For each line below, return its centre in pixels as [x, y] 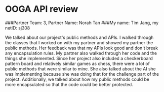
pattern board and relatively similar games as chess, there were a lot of [77, 63]
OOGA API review [41, 9]
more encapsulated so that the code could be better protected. [69, 84]
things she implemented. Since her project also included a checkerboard [79, 58]
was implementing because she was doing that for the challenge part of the [82, 74]
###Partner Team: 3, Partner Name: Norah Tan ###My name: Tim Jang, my [82, 23]
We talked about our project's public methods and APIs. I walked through [80, 37]
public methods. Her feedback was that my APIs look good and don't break [82, 48]
